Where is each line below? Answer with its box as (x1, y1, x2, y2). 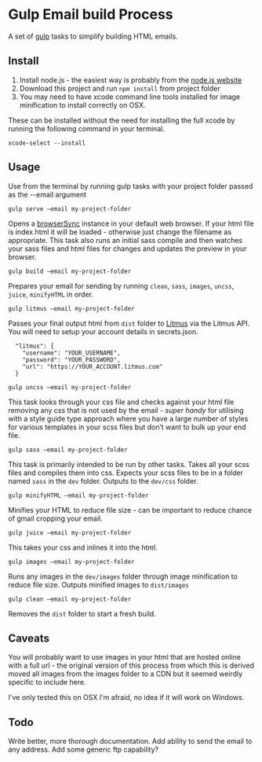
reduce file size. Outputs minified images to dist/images (8, 580, 190, 589)
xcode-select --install (8, 139, 86, 147)
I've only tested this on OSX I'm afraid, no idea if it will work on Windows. (8, 693, 245, 702)
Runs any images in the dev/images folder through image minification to (8, 572, 238, 581)
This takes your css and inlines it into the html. (8, 543, 158, 552)
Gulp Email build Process (8, 6, 174, 24)
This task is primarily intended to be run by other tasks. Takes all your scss (8, 459, 249, 469)
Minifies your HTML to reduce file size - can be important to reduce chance (8, 505, 253, 514)
